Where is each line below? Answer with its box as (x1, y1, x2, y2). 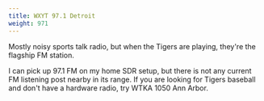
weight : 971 (8, 19, 48, 27)
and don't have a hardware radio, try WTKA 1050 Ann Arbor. (8, 82, 208, 93)
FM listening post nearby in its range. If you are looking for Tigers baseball (8, 74, 256, 84)
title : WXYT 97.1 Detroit (8, 11, 95, 20)
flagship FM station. (8, 50, 75, 60)
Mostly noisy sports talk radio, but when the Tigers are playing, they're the (8, 41, 257, 51)
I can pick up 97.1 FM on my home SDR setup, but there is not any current (8, 65, 252, 75)
